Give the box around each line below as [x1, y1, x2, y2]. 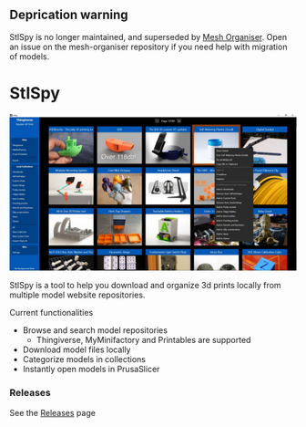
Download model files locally [22, 344, 131, 355]
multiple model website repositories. [9, 289, 146, 300]
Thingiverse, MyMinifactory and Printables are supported [36, 335, 251, 346]
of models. [9, 50, 50, 62]
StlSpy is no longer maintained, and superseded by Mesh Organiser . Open [9, 31, 288, 42]
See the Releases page [9, 407, 96, 418]
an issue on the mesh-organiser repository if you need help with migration [9, 41, 288, 52]
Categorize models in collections [22, 354, 146, 365]
